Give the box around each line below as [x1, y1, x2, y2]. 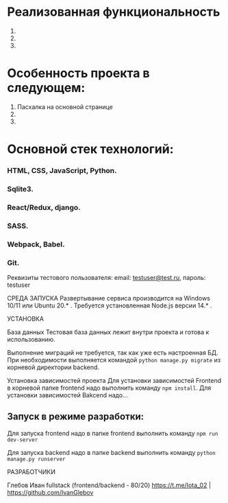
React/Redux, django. [7, 202, 81, 212]
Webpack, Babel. [7, 239, 65, 249]
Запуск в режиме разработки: [7, 411, 144, 423]
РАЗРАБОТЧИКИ [7, 467, 56, 476]
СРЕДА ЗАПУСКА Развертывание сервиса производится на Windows [7, 294, 211, 302]
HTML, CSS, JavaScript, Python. [7, 165, 118, 175]
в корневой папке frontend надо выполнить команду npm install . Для [7, 384, 212, 392]
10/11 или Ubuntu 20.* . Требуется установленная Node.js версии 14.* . [7, 301, 212, 309]
